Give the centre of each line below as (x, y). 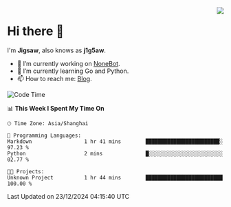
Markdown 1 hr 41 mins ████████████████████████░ (115, 141)
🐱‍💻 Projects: (26, 171)
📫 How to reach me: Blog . (54, 78)
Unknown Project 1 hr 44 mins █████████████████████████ (115, 177)
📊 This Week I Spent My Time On (56, 108)
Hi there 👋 (35, 31)
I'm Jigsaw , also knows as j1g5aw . (57, 50)
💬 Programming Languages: (44, 135)
